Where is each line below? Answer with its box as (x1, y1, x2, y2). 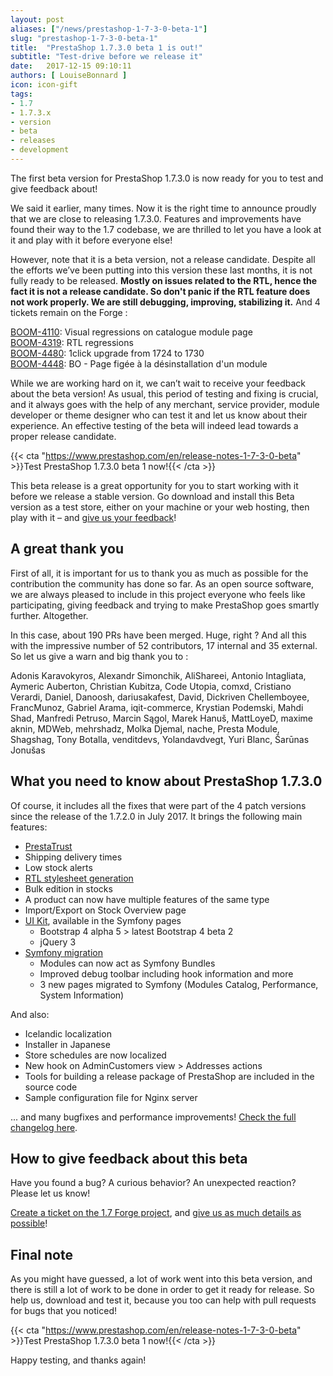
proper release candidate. (10, 430, 117, 442)
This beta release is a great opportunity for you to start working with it (10, 479, 299, 491)
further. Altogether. (10, 609, 89, 621)
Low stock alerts (24, 861, 93, 873)
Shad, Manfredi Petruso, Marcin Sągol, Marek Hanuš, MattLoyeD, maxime (10, 712, 313, 724)
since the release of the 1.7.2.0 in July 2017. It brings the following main (10, 810, 303, 822)
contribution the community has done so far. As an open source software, (10, 577, 315, 590)
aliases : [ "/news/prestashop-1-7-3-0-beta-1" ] (10, 24, 208, 34)
